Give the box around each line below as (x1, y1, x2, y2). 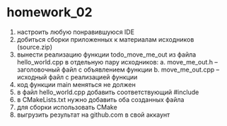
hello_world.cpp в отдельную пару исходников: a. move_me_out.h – (16, 57, 219, 66)
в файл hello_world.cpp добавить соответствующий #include (16, 88, 199, 96)
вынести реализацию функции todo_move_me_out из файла (16, 50, 197, 59)
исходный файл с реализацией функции (16, 72, 138, 81)
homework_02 (6, 4, 93, 21)
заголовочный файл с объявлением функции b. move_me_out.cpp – (16, 65, 220, 74)
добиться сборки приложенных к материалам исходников (16, 35, 194, 43)
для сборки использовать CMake (16, 103, 117, 111)
